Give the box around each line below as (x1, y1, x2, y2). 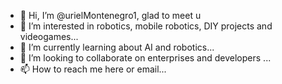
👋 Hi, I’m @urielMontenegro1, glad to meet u (19, 10, 202, 21)
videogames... (19, 31, 79, 42)
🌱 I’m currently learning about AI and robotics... (19, 41, 215, 53)
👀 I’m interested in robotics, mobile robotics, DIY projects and (19, 20, 273, 32)
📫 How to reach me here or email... (19, 63, 167, 75)
